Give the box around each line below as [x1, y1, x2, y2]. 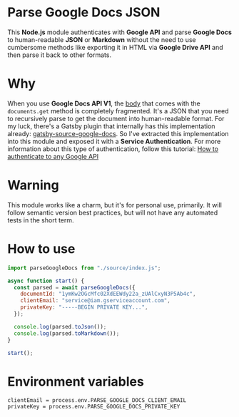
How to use [7, 241, 76, 257]
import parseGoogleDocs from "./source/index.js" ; [7, 264, 161, 272]
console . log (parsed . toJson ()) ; [14, 323, 107, 330]
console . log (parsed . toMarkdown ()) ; [14, 329, 120, 337]
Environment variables [7, 374, 144, 389]
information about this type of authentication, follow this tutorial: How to [7, 144, 219, 153]
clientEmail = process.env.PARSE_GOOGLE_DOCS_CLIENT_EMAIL [7, 397, 187, 404]
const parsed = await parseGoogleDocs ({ [14, 284, 136, 291]
